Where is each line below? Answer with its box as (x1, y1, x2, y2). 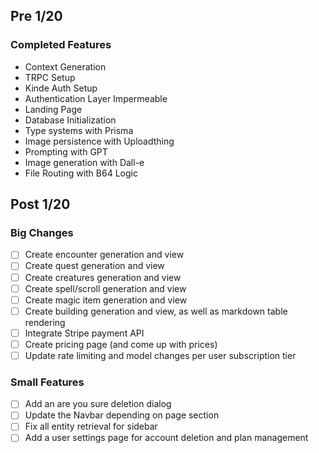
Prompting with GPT (24, 145, 108, 158)
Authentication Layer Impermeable (24, 92, 168, 104)
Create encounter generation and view (24, 249, 185, 261)
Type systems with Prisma (24, 124, 134, 136)
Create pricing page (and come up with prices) (24, 338, 218, 350)
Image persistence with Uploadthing (24, 135, 175, 147)
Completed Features (10, 38, 112, 52)
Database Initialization (24, 114, 117, 126)
